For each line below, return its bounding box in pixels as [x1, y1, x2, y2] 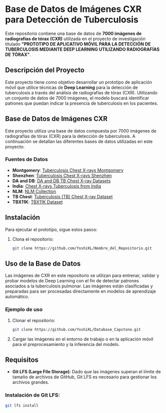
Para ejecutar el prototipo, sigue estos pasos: [5, 226, 98, 232]
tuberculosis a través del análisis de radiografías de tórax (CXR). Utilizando [5, 89, 158, 95]
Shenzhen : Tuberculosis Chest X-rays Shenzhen [12, 172, 112, 178]
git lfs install [5, 403, 39, 408]
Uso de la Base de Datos [5, 259, 81, 268]
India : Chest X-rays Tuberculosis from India [12, 183, 101, 189]
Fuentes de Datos [5, 156, 48, 163]
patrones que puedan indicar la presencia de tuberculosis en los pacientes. [5, 100, 159, 106]
